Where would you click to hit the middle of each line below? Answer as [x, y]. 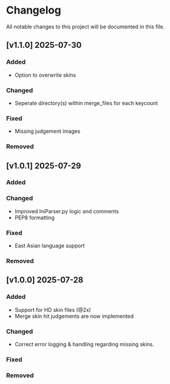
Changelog [34, 10]
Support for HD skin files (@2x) [53, 310]
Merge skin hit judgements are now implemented [74, 316]
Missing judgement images [48, 131]
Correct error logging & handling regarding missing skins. [84, 344]
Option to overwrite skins [45, 75]
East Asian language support [50, 246]
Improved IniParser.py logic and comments [67, 211]
